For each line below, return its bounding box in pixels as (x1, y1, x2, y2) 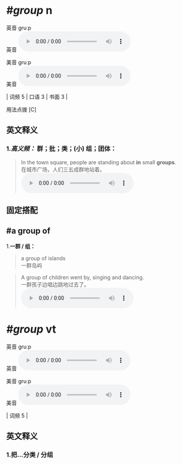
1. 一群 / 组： (6, 242, 36, 249)
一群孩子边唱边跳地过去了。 (20, 281, 90, 288)
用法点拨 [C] (6, 106, 37, 113)
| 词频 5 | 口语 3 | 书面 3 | (6, 93, 68, 100)
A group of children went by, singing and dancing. (20, 273, 144, 281)
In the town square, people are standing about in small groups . (20, 158, 177, 165)
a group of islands (20, 254, 66, 261)
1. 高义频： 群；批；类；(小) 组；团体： (6, 144, 117, 153)
